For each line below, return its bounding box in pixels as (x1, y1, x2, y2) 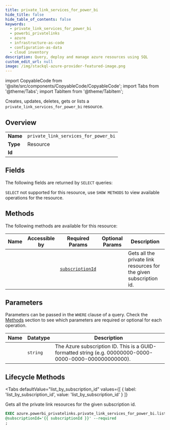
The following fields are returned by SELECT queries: (5, 179, 113, 185)
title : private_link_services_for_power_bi (5, 7, 99, 13)
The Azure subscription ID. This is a (55, 343, 140, 350)
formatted (55, 349, 78, 356)
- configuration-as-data (10, 45, 62, 50)
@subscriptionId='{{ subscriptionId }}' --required (5, 416, 116, 421)
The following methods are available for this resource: (5, 223, 118, 229)
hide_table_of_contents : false (5, 17, 71, 22)
